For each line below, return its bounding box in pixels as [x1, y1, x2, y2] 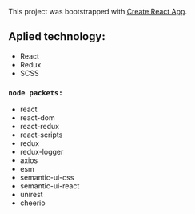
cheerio [19, 198, 46, 208]
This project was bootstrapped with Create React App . [8, 7, 188, 16]
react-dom [19, 113, 55, 123]
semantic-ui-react [19, 181, 80, 191]
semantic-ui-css [19, 172, 74, 183]
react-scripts [19, 130, 63, 139]
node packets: [8, 88, 63, 97]
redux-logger [19, 147, 64, 157]
